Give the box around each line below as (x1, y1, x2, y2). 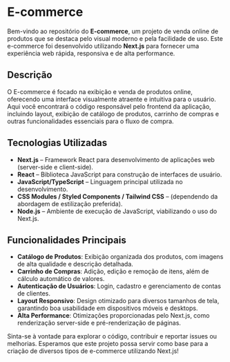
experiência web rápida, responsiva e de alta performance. (7, 49, 175, 57)
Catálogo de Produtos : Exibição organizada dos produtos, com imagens (17, 253, 224, 261)
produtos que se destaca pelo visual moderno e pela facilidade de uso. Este (7, 34, 223, 42)
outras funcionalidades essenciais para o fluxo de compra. (7, 117, 174, 125)
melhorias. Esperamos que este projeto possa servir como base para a (7, 340, 209, 348)
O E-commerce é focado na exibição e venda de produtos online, (7, 87, 193, 96)
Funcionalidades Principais (7, 234, 126, 246)
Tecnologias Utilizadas (7, 137, 108, 149)
